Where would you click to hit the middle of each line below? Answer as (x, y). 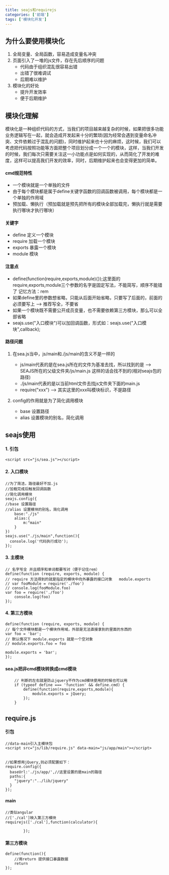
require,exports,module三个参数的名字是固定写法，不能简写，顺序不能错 (87, 285)
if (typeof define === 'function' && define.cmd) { (69, 685)
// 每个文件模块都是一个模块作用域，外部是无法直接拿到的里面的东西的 (68, 630)
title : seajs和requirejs (31, 10)
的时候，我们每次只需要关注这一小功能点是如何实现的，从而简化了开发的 (80, 154)
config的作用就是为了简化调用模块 (48, 400)
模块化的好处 (26, 86)
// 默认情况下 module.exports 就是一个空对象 (49, 639)
